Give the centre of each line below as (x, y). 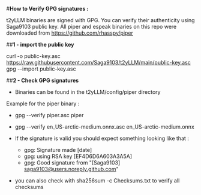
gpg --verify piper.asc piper (49, 115)
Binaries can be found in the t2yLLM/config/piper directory (88, 92)
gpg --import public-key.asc (41, 69)
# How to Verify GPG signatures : (47, 9)
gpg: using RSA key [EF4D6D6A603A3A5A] (78, 156)
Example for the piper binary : (43, 103)
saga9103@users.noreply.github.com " (71, 169)
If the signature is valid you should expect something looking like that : (102, 138)
